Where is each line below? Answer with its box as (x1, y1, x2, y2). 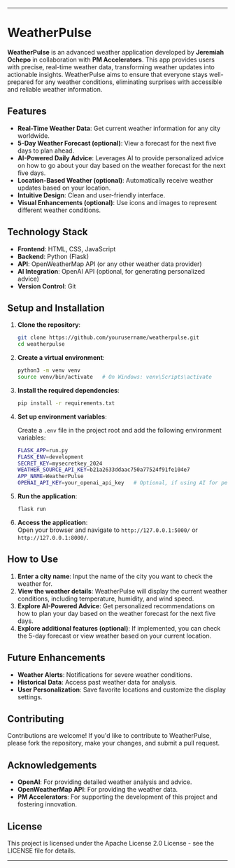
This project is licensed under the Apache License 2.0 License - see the (7, 839, 215, 847)
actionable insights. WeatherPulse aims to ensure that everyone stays (7, 70, 208, 78)
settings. (17, 692, 43, 701)
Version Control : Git (17, 281, 76, 290)
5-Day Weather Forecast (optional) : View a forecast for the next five (17, 139, 217, 147)
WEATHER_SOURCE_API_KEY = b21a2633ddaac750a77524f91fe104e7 (17, 466, 190, 473)
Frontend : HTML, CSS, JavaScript (17, 244, 116, 253)
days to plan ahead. (17, 146, 75, 155)
